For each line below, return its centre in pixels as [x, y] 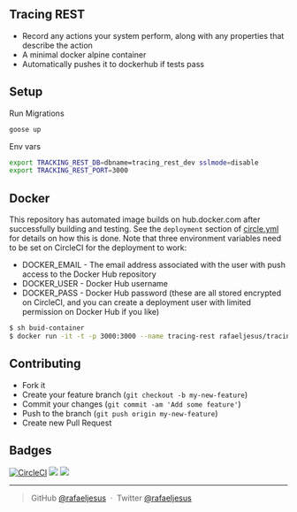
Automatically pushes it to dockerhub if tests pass [113, 64]
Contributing [45, 364]
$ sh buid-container [47, 328]
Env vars [25, 146]
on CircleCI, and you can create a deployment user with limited [137, 302]
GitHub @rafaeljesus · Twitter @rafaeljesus [111, 498]
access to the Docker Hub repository [89, 274]
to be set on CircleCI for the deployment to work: [98, 248]
